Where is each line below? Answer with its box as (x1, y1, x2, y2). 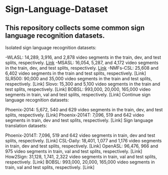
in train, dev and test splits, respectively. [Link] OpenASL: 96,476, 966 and (5, 143, 158, 149)
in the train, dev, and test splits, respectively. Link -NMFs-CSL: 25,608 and (5, 65, 159, 71)
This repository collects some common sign (5, 24, 145, 32)
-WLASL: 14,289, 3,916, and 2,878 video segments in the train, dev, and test (5, 54, 161, 60)
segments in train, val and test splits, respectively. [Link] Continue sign (5, 92, 151, 97)
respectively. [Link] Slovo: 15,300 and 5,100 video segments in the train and (5, 81, 160, 87)
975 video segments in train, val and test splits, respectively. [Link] (5, 148, 142, 154)
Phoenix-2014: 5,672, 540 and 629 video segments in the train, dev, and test (5, 107, 163, 112)
